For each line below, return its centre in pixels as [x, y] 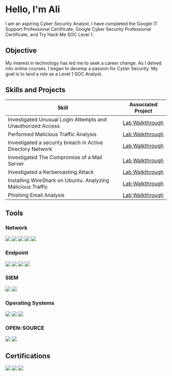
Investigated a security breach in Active [56, 142]
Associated [143, 105]
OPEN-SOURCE [25, 328]
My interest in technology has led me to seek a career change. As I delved [83, 63]
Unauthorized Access [34, 126]
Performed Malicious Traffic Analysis [52, 134]
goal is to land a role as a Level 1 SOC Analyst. [54, 74]
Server [16, 163]
